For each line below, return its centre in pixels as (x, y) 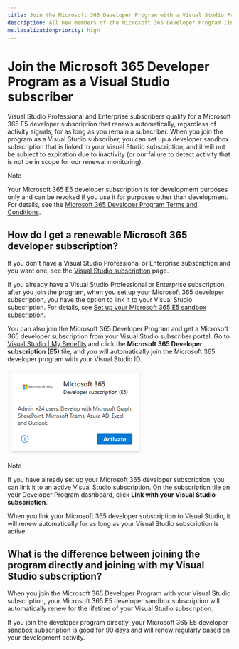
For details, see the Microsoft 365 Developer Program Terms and (102, 205)
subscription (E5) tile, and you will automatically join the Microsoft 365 (111, 352)
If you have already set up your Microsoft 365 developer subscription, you (116, 480)
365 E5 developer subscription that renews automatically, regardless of (112, 124)
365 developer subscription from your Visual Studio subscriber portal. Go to (118, 336)
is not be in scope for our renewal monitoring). (75, 162)
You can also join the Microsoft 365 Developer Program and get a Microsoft (118, 329)
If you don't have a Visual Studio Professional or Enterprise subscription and (119, 263)
